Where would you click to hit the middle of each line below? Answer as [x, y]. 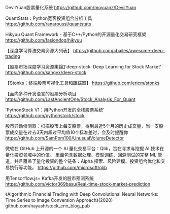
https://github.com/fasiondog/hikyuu [44, 40]
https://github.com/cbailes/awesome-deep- [119, 50]
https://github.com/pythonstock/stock [45, 115]
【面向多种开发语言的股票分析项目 [41, 94]
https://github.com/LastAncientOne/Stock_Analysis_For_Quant [71, 99]
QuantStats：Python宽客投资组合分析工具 [49, 18]
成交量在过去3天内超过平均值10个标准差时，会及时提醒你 [69, 132]
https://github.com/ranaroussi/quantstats [48, 24]
